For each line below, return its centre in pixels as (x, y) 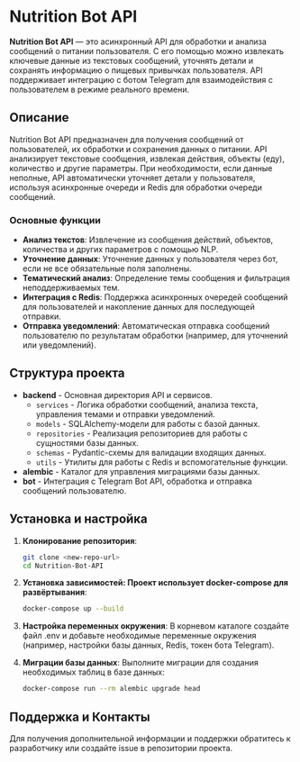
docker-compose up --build (73, 609)
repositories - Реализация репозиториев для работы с (141, 433)
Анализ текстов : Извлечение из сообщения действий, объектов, (148, 240)
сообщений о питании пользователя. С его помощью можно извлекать (146, 50)
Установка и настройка (78, 519)
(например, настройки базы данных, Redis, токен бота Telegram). (148, 645)
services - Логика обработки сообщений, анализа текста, (147, 404)
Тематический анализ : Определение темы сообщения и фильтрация (156, 278)
